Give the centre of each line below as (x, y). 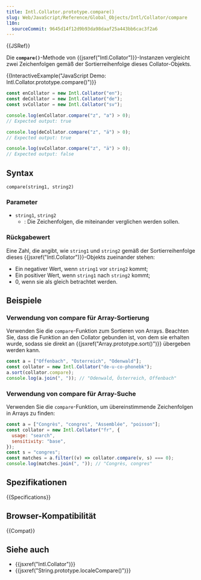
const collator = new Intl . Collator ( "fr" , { (63, 430)
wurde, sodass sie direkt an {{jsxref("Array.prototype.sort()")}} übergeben (98, 344)
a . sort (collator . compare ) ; (40, 373)
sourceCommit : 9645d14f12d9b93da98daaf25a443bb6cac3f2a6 (85, 29)
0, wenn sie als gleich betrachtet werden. (66, 281)
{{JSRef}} (18, 46)
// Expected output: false (40, 154)
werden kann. (23, 350)
